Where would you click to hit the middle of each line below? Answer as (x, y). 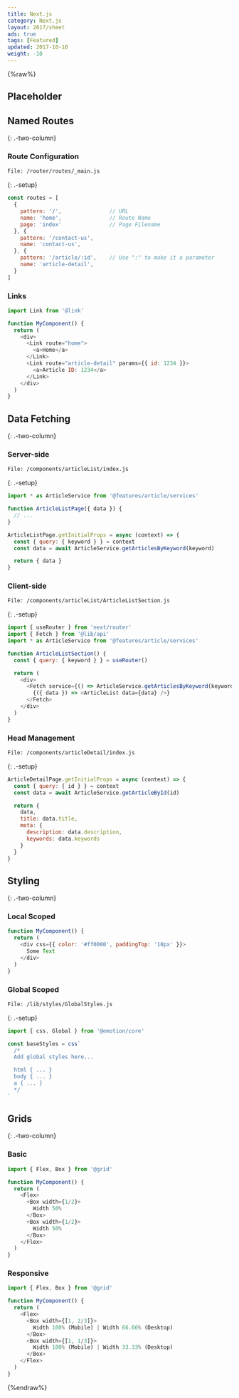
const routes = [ (33, 198)
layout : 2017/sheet (36, 27)
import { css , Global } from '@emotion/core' (76, 1031)
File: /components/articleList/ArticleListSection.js (89, 601)
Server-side (28, 455)
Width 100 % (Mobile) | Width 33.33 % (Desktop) (103, 1347)
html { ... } (33, 1070)
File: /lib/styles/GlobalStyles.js (60, 1004)
